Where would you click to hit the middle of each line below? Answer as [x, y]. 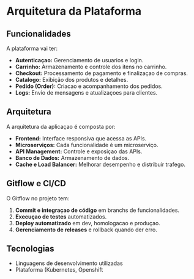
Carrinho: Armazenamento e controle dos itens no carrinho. [91, 67]
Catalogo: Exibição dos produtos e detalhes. [72, 80]
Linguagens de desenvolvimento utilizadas [69, 263]
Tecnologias [30, 249]
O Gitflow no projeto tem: [38, 198]
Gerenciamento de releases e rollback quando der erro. [86, 230]
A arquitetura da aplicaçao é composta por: [61, 126]
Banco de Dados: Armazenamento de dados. [72, 158]
